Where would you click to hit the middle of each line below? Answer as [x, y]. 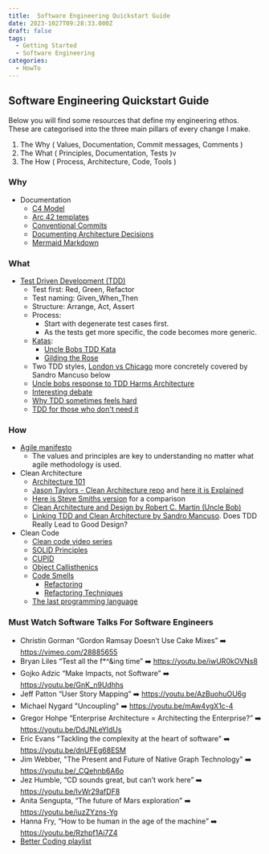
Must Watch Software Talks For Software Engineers [111, 622]
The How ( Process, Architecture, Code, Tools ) [98, 161]
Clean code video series [72, 542]
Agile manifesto [46, 448]
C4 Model [48, 208]
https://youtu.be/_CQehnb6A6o [72, 770]
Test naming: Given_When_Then [85, 298]
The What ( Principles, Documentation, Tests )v [98, 153]
